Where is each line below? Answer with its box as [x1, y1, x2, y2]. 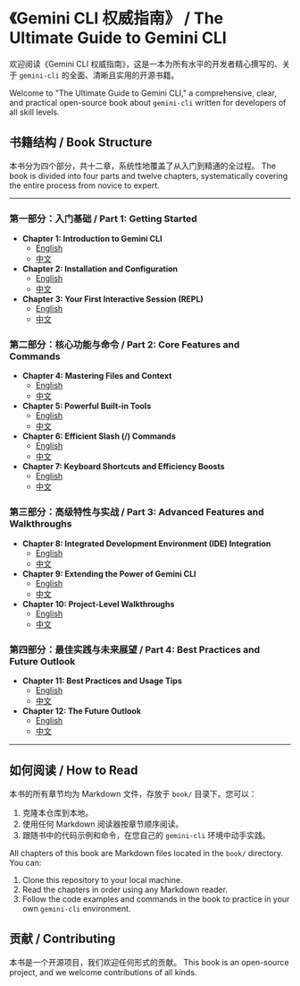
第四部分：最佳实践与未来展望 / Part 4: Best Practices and [9, 643, 261, 656]
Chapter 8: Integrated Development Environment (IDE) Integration [21, 538, 271, 549]
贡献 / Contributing [9, 931, 116, 947]
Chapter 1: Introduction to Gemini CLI [21, 234, 162, 244]
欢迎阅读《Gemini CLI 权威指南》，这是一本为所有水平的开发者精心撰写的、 [9, 58, 283, 69]
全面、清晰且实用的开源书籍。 [69, 69, 179, 81]
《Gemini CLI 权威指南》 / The [9, 8, 224, 29]
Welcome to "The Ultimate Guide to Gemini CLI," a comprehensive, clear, [9, 87, 277, 99]
